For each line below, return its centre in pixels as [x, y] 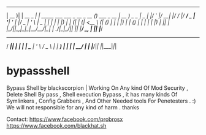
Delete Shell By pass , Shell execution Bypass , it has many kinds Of [92, 94]
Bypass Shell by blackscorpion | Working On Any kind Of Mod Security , [97, 88]
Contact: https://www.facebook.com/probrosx [65, 119]
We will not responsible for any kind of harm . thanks [73, 107]
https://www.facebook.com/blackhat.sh [56, 125]
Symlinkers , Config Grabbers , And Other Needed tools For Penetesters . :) [101, 101]
